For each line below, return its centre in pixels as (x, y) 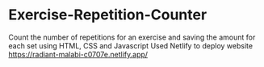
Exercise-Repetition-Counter (108, 15)
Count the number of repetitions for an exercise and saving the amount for (132, 37)
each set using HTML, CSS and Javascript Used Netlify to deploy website (130, 45)
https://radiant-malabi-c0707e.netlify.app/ (78, 54)
